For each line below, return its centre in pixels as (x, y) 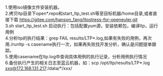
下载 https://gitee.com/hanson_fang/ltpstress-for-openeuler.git (73, 19)
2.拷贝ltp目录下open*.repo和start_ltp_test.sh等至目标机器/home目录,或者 (79, 13)
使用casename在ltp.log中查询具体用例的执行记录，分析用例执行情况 (78, 57)
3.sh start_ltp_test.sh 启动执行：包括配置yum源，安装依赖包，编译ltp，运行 (82, 26)
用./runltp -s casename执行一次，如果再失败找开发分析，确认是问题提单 (79, 44)
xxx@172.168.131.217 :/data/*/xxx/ (39, 68)
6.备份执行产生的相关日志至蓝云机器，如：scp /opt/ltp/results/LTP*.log (78, 63)
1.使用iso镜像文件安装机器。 (33, 7)
